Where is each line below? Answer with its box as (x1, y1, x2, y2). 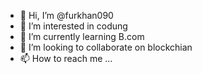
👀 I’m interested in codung (19, 20, 128, 32)
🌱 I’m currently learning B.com (19, 31, 145, 42)
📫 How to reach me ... (19, 53, 113, 64)
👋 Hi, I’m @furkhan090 (19, 10, 114, 21)
